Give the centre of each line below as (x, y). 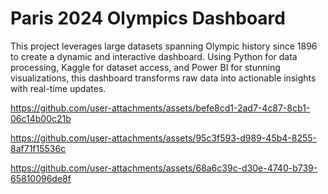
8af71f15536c (38, 148)
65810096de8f (41, 178)
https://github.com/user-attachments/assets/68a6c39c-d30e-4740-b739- (164, 168)
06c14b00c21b (41, 118)
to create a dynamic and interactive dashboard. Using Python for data (154, 56)
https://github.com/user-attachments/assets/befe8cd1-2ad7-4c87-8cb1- (160, 108)
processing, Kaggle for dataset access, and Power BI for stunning (145, 67)
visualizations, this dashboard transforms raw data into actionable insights (163, 78)
